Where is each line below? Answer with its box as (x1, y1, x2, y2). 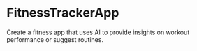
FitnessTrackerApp (6, 5, 119, 21)
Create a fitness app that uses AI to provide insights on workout (6, 28, 190, 36)
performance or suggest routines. (6, 35, 104, 43)
